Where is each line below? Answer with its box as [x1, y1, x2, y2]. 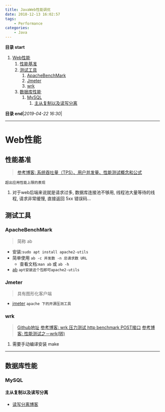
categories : [5, 26, 29, 31]
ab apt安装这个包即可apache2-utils [12, 266, 80, 272]
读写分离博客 [12, 401, 38, 407]
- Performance [14, 21, 43, 26]
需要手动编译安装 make [12, 341, 59, 347]
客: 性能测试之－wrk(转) [17, 331, 65, 337]
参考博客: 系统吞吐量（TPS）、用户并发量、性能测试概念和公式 [17, 169, 142, 175]
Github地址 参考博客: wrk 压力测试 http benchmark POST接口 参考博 [17, 324, 155, 330]
